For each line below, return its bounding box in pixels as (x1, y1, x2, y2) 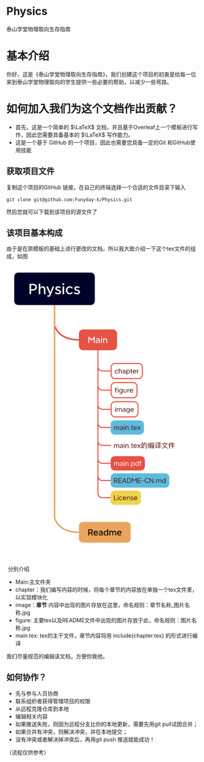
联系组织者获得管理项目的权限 (15, 697, 90, 704)
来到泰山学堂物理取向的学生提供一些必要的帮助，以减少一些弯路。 (6, 78, 172, 85)
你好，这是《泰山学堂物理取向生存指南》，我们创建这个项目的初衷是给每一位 (6, 70, 197, 78)
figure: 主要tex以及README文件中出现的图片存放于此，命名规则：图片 (15, 617, 192, 624)
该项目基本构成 (6, 228, 63, 238)
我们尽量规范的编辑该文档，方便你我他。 (6, 653, 108, 660)
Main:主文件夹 (15, 578, 51, 586)
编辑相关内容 (15, 712, 48, 720)
